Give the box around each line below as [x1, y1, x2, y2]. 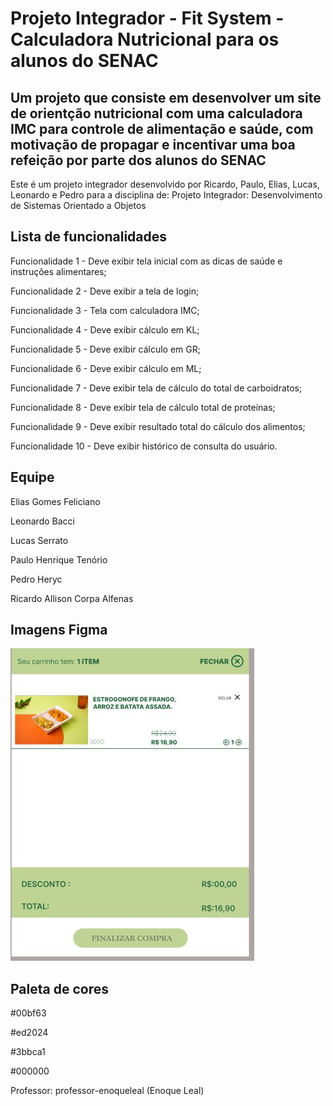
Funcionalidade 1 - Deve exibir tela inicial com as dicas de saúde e [10, 255, 283, 267]
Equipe [10, 469, 55, 486]
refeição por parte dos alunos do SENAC [10, 152, 267, 169]
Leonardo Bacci [10, 515, 75, 527]
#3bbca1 [10, 1046, 46, 1058]
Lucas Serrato [10, 534, 69, 546]
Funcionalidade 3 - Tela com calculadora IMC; [10, 304, 200, 316]
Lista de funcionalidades [10, 228, 168, 246]
